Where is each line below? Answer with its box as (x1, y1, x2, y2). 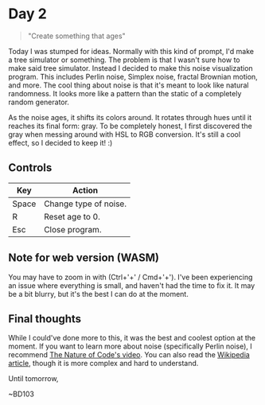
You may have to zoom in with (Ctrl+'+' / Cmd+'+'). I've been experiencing (8, 272, 253, 282)
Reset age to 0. (43, 211, 101, 222)
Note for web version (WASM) (8, 251, 159, 265)
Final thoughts (8, 312, 82, 325)
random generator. (8, 97, 70, 107)
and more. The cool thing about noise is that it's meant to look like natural (8, 80, 249, 90)
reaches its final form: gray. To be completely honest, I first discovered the (8, 121, 252, 130)
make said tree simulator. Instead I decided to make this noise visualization (8, 63, 253, 72)
